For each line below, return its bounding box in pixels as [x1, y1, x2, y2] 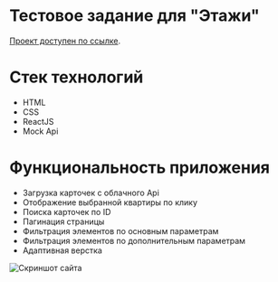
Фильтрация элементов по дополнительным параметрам [22, 235, 246, 246]
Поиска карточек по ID [22, 206, 111, 217]
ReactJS [22, 116, 54, 127]
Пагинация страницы [22, 216, 105, 227]
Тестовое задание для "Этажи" [9, 5, 260, 26]
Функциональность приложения [9, 157, 270, 178]
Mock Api [22, 126, 59, 136]
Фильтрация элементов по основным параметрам [22, 225, 219, 236]
